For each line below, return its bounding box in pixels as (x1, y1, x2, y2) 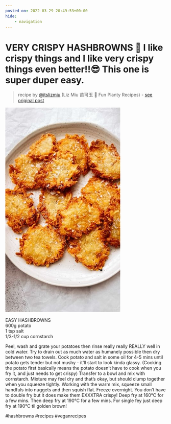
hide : (5, 13, 17, 19)
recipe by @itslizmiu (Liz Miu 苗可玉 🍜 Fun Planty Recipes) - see (17, 92, 153, 98)
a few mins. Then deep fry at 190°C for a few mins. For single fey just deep (5, 397, 163, 404)
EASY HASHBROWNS (5, 317, 51, 323)
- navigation (14, 19, 42, 24)
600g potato (5, 322, 32, 329)
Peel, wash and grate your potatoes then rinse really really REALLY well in (5, 343, 160, 349)
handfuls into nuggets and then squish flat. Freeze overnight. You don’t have (5, 387, 166, 393)
